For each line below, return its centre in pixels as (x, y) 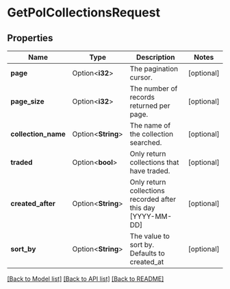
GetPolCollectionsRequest (84, 13)
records (142, 97)
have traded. (150, 171)
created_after (33, 204)
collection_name (38, 134)
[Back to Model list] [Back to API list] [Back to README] (86, 279)
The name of (150, 125)
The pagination (154, 69)
